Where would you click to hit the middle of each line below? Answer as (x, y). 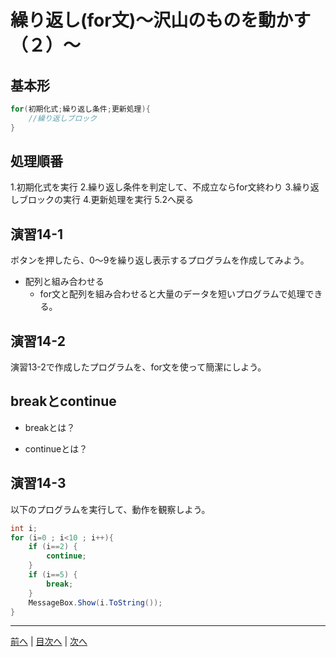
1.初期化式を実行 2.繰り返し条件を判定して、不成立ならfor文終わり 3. (151, 187)
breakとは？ (50, 427)
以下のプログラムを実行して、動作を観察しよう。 (110, 509)
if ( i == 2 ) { (53, 547)
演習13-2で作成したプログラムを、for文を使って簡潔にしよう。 (138, 367)
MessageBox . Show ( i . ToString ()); (95, 602)
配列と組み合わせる (64, 282)
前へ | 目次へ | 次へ (49, 642)
